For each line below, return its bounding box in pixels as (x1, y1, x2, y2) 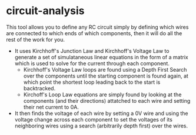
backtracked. (23, 85, 56, 92)
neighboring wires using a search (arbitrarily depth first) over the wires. (14, 122, 188, 129)
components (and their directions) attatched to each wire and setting (23, 97, 191, 104)
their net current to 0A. (23, 103, 79, 110)
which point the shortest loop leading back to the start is (23, 78, 161, 86)
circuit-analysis (6, 4, 85, 18)
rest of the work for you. (6, 36, 65, 43)
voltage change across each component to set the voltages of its (14, 116, 172, 123)
